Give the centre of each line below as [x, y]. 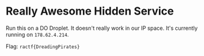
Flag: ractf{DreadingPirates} [43, 46]
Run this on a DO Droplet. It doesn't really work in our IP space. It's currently [102, 28]
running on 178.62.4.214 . [37, 34]
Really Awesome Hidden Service [90, 11]
